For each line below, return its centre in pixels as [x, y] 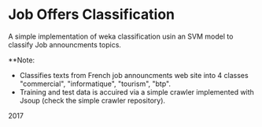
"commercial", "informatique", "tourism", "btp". [95, 84]
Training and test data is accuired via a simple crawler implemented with [137, 92]
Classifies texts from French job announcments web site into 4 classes [134, 75]
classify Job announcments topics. [65, 44]
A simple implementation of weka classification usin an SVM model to [121, 36]
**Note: [22, 60]
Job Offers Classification [92, 15]
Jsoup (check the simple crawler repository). [92, 100]
